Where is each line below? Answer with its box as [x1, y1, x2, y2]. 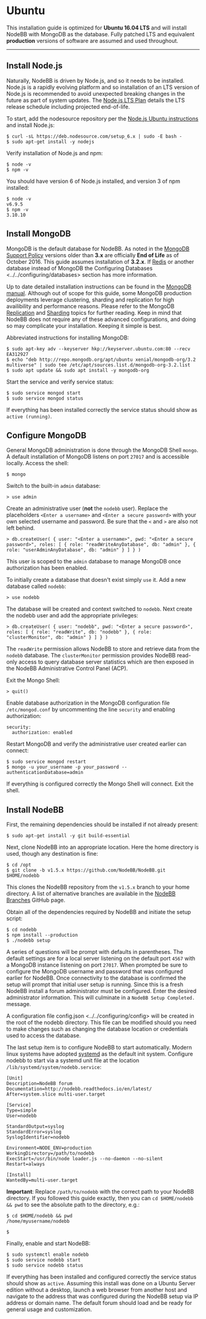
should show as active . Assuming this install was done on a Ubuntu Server [6, 1280, 196, 1287]
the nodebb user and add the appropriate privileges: [6, 612, 139, 619]
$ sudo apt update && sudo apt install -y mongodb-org [6, 367, 150, 373]
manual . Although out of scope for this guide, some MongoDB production [6, 289, 192, 296]
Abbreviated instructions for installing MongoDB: [6, 334, 129, 341]
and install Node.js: [6, 121, 55, 129]
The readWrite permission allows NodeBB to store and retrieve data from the [6, 645, 200, 652]
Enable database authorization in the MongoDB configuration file [6, 699, 170, 706]
